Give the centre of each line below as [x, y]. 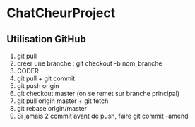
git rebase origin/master [52, 108]
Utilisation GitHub [46, 39]
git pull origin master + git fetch [63, 101]
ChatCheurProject [61, 13]
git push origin [38, 86]
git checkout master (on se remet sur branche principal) [98, 93]
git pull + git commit [46, 78]
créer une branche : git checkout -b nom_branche [89, 64]
